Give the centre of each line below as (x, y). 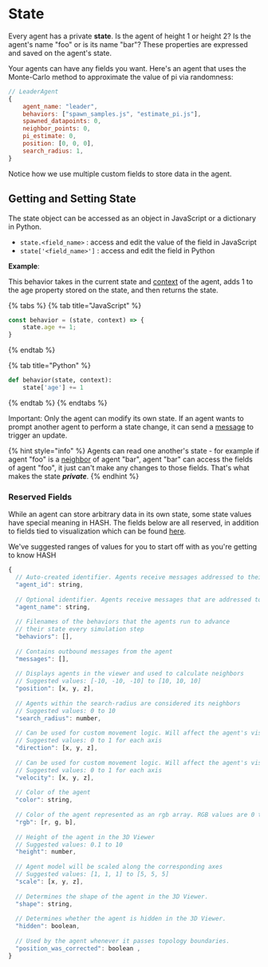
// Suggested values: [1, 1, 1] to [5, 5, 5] (93, 874)
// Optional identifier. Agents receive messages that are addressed (133, 600)
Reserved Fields (40, 497)
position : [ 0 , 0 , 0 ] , (58, 144)
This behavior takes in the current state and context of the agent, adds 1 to (131, 281)
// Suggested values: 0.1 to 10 (69, 844)
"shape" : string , (44, 904)
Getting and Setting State (73, 199)
